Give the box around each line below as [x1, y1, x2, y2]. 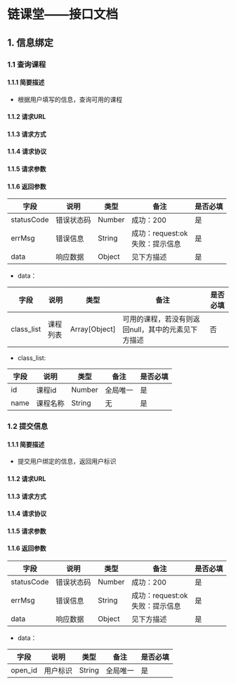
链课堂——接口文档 [7, 6, 119, 23]
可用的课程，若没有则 [122, 314, 193, 324]
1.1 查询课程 [7, 59, 46, 69]
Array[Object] [70, 324, 116, 334]
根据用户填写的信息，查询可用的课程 [17, 95, 123, 103]
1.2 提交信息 [7, 421, 48, 431]
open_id [11, 665, 37, 675]
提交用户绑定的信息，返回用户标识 [17, 457, 117, 466]
